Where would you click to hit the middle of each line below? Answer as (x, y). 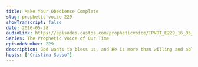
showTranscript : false (34, 22)
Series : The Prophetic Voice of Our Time (58, 38)
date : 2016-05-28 (27, 28)
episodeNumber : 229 (30, 44)
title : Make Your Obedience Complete (52, 11)
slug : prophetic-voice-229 (39, 17)
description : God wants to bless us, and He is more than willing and (95, 50)
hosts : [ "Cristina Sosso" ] (39, 55)
